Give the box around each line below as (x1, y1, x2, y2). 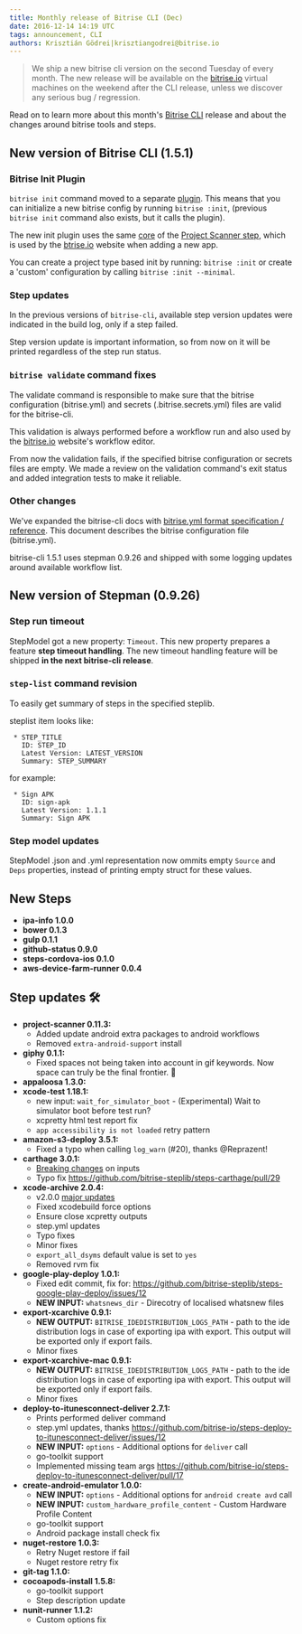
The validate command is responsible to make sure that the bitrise (9, 390, 255, 400)
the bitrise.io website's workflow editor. (9, 436, 156, 446)
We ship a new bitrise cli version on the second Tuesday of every (31, 63, 274, 74)
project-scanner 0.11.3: (22, 1019, 112, 1029)
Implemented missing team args (35, 1460, 155, 1471)
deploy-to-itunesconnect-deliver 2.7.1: (22, 1403, 171, 1413)
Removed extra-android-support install (35, 1038, 182, 1048)
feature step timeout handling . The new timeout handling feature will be (9, 645, 278, 656)
